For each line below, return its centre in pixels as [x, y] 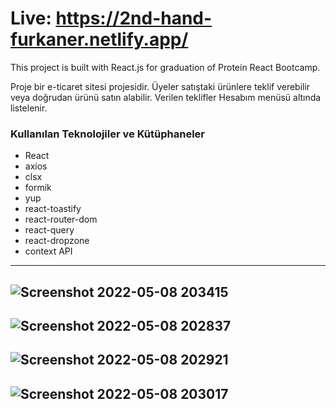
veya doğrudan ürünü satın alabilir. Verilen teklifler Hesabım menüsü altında [166, 97]
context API [48, 251]
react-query [49, 230]
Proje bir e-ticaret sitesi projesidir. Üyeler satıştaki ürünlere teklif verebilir [160, 86]
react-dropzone [57, 241]
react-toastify [53, 209]
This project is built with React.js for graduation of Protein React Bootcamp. [165, 67]
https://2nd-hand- [134, 18]
